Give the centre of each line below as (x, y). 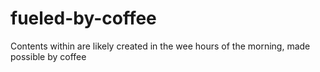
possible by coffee (48, 56)
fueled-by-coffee (83, 18)
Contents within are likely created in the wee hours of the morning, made (160, 46)
